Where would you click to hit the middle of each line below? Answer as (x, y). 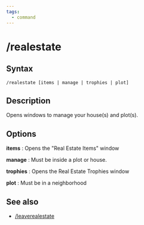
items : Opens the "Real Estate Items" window (63, 148)
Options (21, 134)
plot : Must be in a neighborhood (46, 183)
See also (22, 201)
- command (24, 17)
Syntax (20, 69)
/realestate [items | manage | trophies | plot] (68, 82)
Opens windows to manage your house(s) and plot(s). (72, 115)
